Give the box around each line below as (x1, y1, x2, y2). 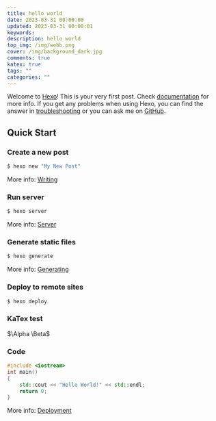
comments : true (7, 55, 51, 62)
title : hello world (7, 10, 63, 17)
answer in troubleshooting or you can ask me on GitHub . (7, 107, 166, 115)
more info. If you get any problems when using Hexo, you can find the (7, 100, 204, 108)
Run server (7, 192, 44, 202)
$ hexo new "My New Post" (7, 163, 81, 170)
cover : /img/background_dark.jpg (7, 49, 103, 55)
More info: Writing (7, 175, 58, 183)
